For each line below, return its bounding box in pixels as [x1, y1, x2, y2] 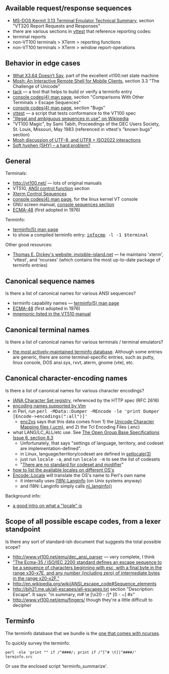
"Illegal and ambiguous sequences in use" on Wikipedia [12, 115, 129, 121]
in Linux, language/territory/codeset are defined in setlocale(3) [20, 451, 151, 457]
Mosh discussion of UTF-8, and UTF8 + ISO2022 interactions [12, 137, 141, 143]
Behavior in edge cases [5, 59, 81, 68]
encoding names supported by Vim [12, 402, 86, 409]
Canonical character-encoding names [5, 374, 128, 383]
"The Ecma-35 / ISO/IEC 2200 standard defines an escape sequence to [12, 559, 162, 565]
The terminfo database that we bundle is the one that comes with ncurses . [5, 630, 160, 636]
